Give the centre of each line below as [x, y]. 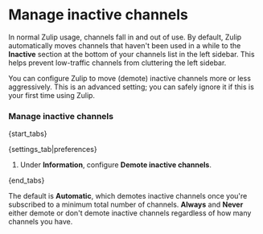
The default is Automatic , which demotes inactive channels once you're [128, 196]
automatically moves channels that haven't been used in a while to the [125, 45]
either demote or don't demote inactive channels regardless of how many [130, 213]
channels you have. [41, 222]
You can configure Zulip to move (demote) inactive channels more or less [130, 78]
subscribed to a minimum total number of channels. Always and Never [126, 205]
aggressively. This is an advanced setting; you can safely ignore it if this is [131, 87]
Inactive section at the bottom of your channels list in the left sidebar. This [131, 54]
